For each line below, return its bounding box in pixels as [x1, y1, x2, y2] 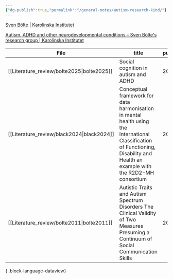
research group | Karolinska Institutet [5, 37, 84, 43]
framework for [119, 92, 154, 99]
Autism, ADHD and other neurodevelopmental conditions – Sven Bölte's [5, 31, 157, 38]
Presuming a [119, 229, 150, 236]
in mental [119, 111, 142, 118]
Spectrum [119, 196, 143, 203]
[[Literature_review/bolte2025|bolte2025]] [8, 67, 113, 75]
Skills [119, 254, 132, 262]
